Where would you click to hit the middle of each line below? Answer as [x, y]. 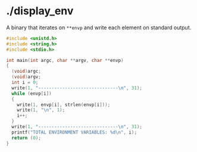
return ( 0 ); [26, 138]
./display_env [40, 11]
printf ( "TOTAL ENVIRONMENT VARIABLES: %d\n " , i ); [74, 132]
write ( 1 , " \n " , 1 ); [41, 110]
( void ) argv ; [26, 77]
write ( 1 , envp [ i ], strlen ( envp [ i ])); [64, 105]
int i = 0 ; [25, 83]
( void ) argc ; [26, 72]
